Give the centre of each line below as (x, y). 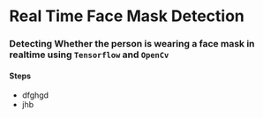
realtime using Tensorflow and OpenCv (89, 55)
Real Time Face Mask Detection (127, 16)
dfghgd (35, 95)
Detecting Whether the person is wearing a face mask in (132, 44)
